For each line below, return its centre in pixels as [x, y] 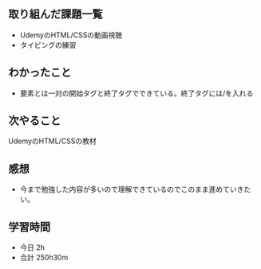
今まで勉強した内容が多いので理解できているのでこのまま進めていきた [135, 189]
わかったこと [40, 73]
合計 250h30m [44, 258]
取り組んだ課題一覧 [55, 14]
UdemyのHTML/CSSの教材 [53, 141]
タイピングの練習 [48, 45]
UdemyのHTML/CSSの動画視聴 [71, 35]
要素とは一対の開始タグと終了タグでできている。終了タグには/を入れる [136, 93]
